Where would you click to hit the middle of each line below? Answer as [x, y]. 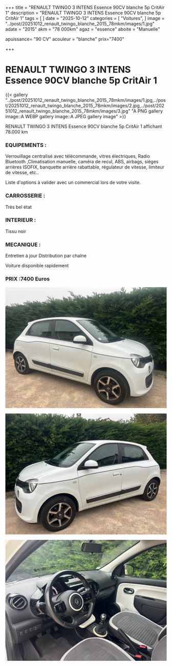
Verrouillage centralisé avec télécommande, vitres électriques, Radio [78, 156]
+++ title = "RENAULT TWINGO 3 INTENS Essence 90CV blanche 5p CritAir [85, 7]
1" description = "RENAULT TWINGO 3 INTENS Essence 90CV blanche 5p [83, 13]
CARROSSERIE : [25, 196]
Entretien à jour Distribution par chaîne [46, 256]
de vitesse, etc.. [22, 173]
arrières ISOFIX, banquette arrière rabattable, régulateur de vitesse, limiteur [85, 167]
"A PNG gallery [147, 111]
